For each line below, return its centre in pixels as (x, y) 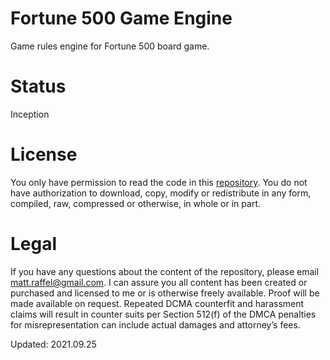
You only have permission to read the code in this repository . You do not (159, 182)
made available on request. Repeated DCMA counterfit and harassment (157, 303)
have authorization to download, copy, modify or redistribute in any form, (161, 193)
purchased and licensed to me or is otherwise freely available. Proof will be (165, 293)
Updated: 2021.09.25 (53, 344)
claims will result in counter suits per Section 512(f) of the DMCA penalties (163, 314)
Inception (30, 114)
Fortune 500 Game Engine (121, 18)
